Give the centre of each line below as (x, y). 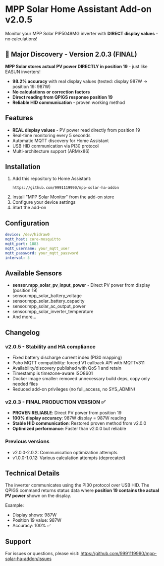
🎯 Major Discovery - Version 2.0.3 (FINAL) (71, 54)
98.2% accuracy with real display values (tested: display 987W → (80, 81)
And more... (24, 317)
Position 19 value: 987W (37, 520)
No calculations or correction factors (51, 92)
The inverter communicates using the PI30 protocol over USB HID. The (77, 485)
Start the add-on (29, 208)
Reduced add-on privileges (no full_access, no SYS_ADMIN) (74, 389)
